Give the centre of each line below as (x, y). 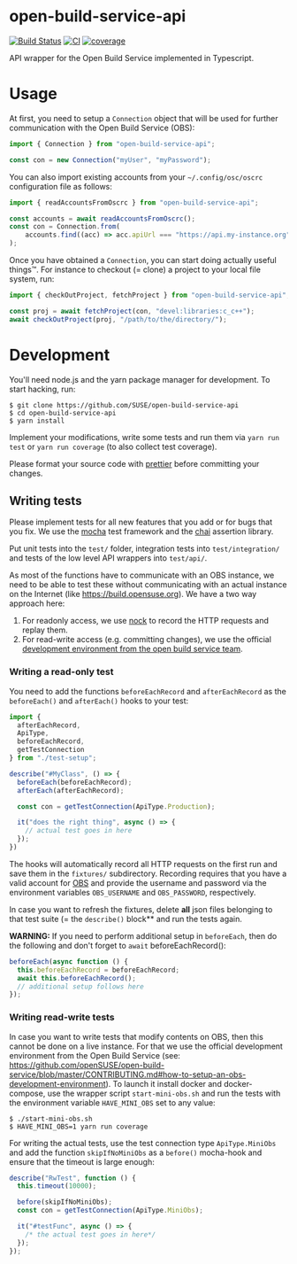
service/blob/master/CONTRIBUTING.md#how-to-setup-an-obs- (128, 1074)
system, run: (32, 279)
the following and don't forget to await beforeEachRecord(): (118, 945)
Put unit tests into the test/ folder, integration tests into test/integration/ (145, 549)
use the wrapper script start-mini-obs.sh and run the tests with (164, 1093)
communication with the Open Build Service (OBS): (102, 128)
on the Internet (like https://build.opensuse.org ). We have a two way (133, 594)
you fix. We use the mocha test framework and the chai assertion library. (141, 531)
